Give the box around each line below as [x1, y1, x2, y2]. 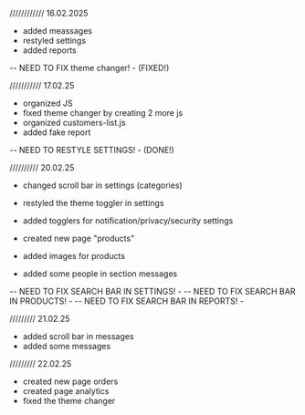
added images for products [22, 251, 126, 261]
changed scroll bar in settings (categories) [22, 180, 183, 191]
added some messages [22, 341, 111, 351]
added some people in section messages [22, 268, 178, 279]
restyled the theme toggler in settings [22, 198, 164, 208]
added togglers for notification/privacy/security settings [22, 215, 234, 226]
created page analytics [22, 386, 110, 396]
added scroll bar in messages [22, 331, 134, 341]
